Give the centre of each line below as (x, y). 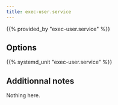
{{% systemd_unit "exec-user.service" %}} (59, 62)
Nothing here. (23, 95)
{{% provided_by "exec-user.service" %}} (58, 29)
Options (22, 48)
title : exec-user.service (39, 12)
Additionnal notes (40, 81)
